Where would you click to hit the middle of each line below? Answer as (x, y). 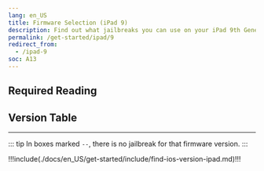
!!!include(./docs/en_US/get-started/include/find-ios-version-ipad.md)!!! (125, 159)
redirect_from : (33, 45)
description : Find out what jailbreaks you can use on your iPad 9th (125, 30)
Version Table (42, 117)
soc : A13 (22, 60)
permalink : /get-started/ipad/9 (61, 37)
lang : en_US (27, 15)
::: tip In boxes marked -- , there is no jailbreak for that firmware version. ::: (128, 144)
